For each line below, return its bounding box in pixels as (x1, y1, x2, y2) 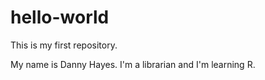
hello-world (10, 6, 110, 29)
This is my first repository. (10, 39, 118, 51)
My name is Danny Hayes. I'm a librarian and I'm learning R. (10, 58, 256, 70)
